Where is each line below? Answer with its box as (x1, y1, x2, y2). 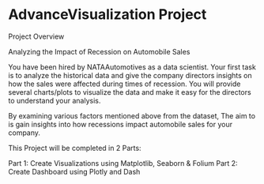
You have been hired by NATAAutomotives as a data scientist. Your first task (8, 62, 257, 72)
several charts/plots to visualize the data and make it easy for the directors (8, 87, 251, 96)
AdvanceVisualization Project (8, 6, 207, 24)
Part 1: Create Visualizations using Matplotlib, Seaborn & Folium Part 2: (8, 158, 239, 167)
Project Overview (8, 32, 65, 41)
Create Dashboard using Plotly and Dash (8, 167, 141, 176)
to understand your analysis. (8, 96, 101, 105)
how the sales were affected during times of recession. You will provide (8, 79, 241, 88)
